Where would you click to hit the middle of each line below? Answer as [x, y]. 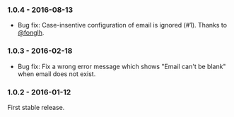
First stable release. [36, 107]
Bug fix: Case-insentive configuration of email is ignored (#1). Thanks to [122, 25]
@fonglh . [31, 32]
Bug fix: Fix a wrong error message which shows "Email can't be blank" [122, 66]
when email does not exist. [57, 74]
